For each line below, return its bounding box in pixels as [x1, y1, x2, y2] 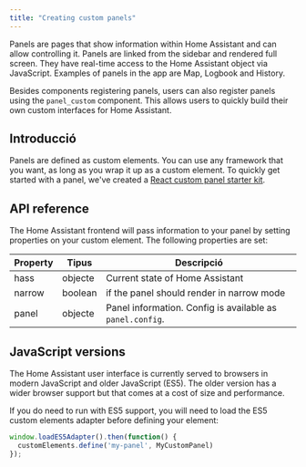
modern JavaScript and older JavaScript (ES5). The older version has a [9, 378, 277, 389]
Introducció [9, 131, 77, 147]
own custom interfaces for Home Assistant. [9, 104, 172, 115]
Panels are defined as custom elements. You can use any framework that [9, 155, 284, 166]
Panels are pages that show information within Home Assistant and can [9, 38, 277, 49]
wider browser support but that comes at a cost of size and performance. [9, 388, 285, 399]
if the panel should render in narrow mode [106, 286, 286, 299]
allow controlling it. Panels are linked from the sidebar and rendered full [9, 47, 278, 59]
